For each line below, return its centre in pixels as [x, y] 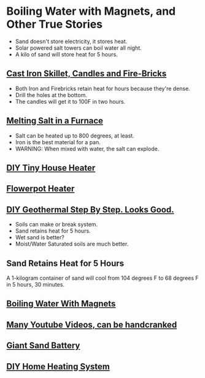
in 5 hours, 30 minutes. [36, 284]
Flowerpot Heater [41, 189]
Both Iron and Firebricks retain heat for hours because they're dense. [102, 88]
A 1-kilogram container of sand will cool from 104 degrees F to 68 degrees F [102, 278]
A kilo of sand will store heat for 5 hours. [66, 54]
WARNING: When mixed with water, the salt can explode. [87, 148]
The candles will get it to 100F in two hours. [70, 101]
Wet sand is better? [40, 237]
